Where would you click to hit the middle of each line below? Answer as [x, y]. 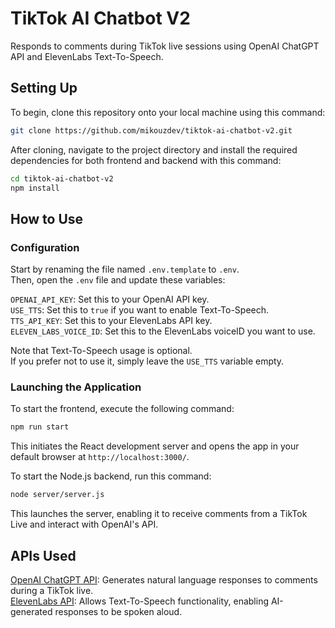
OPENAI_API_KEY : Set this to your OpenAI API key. [110, 299]
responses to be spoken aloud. [118, 611]
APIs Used [43, 555]
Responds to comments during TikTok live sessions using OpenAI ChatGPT [165, 46]
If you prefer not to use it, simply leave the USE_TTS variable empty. [147, 361]
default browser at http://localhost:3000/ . [100, 457]
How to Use [47, 218]
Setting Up [44, 88]
